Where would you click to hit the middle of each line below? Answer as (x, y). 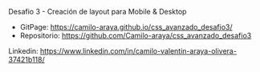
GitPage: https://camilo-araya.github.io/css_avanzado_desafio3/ (126, 27)
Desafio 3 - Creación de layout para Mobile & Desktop (97, 12)
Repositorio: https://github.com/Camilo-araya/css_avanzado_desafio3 (136, 36)
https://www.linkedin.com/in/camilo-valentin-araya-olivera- (138, 51)
